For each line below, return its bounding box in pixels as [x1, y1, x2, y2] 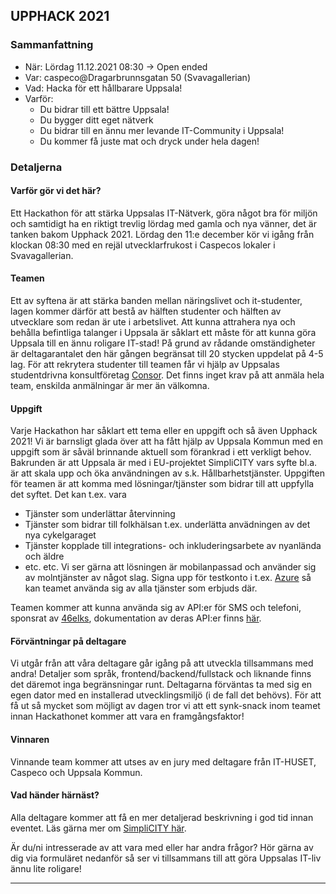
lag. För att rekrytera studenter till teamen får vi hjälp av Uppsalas [10, 359, 280, 371]
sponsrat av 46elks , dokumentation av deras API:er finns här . [10, 612, 262, 624]
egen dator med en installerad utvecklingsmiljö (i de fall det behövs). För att [10, 689, 322, 701]
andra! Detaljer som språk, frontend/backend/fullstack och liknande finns [10, 668, 312, 680]
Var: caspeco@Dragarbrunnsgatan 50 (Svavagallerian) [24, 71, 251, 83]
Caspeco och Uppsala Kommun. [10, 766, 143, 778]
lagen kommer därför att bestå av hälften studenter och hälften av [10, 305, 282, 318]
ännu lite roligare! [10, 862, 82, 874]
